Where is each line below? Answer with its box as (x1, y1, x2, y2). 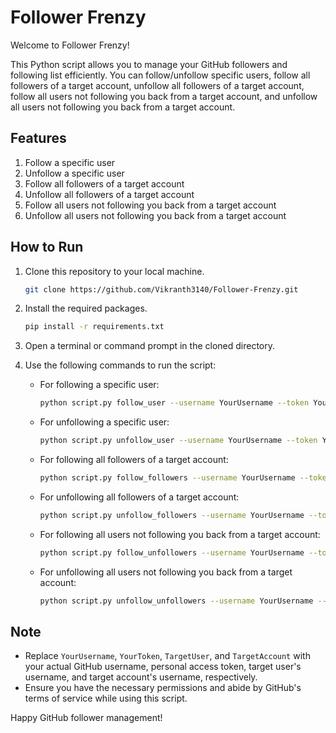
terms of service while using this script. (24, 692, 188, 705)
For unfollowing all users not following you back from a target (39, 566, 293, 578)
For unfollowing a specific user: (39, 416, 170, 428)
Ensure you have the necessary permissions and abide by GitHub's (24, 682, 302, 694)
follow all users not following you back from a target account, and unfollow (10, 90, 318, 102)
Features (10, 130, 67, 147)
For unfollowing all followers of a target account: (39, 491, 240, 503)
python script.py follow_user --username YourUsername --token (39, 398, 310, 408)
